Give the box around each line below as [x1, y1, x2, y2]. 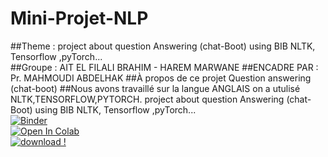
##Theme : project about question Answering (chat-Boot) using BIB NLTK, [10, 40, 316, 52]
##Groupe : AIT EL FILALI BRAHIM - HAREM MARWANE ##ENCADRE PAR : [10, 61, 319, 73]
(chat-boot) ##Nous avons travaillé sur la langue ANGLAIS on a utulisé [10, 82, 301, 94]
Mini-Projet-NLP [10, 7, 149, 30]
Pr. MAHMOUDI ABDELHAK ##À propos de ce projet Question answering [10, 72, 312, 84]
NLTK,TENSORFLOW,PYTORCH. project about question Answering [10, 93, 285, 105]
